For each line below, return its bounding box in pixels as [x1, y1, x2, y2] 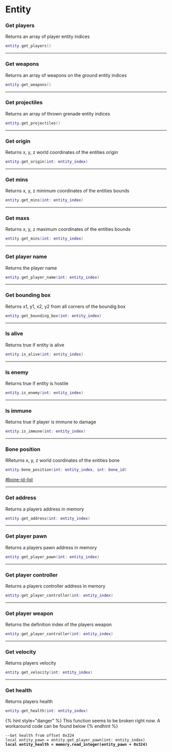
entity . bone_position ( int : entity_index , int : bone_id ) [5, 467, 127, 472]
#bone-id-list [5, 477, 33, 483]
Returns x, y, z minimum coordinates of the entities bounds [5, 188, 130, 194]
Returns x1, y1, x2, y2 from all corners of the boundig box [5, 303, 126, 309]
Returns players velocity [5, 660, 56, 666]
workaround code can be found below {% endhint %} [5, 723, 118, 729]
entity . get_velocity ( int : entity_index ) [5, 670, 93, 675]
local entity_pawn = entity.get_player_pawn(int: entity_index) [5, 738, 145, 743]
